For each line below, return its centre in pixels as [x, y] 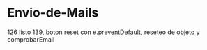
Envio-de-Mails [53, 13]
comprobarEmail [31, 39]
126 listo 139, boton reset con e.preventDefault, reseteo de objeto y [103, 32]
